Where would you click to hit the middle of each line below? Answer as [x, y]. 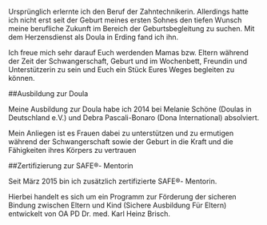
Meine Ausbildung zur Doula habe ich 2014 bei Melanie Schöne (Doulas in [130, 109]
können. [22, 78]
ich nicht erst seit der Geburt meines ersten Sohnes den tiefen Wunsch [125, 20]
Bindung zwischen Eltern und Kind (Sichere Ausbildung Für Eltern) [118, 205]
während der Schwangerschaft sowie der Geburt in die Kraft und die [121, 142]
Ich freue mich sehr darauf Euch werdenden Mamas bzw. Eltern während [129, 52]
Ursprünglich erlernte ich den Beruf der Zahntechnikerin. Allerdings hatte [129, 12]
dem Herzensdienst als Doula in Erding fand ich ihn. [93, 37]
